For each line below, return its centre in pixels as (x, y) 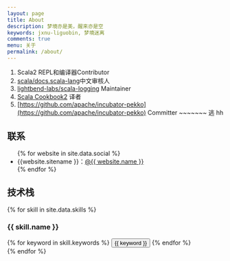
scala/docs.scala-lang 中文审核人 (64, 80)
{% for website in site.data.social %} (69, 153)
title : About (26, 20)
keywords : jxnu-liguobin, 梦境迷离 (56, 33)
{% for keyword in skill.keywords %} (58, 242)
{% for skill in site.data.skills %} (52, 209)
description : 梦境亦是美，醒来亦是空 (55, 26)
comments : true (29, 39)
